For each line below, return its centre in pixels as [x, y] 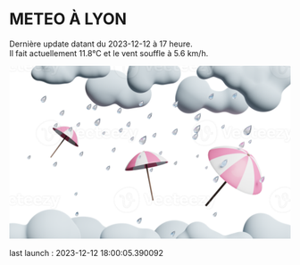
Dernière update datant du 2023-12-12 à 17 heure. [101, 44]
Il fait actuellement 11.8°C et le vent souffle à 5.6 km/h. [109, 53]
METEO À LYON [68, 19]
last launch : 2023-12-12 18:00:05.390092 [86, 253]
